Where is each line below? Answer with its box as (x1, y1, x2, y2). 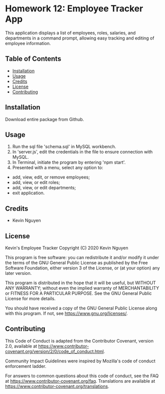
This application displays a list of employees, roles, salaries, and (5, 30, 136, 36)
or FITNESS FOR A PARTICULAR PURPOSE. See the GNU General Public (5, 290, 152, 296)
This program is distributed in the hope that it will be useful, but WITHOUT (5, 280, 156, 286)
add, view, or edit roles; (12, 179, 60, 185)
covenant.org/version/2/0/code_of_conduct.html (5, 348, 104, 354)
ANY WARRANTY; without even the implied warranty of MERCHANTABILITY (5, 285, 160, 291)
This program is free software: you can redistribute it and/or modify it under (5, 255, 159, 260)
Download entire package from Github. (5, 116, 84, 122)
